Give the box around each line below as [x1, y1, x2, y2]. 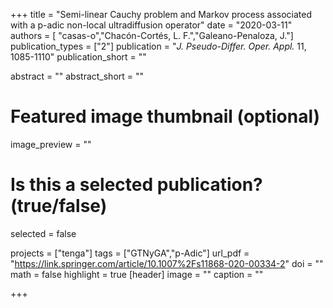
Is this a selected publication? [10, 174, 263, 196]
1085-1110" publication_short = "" [10, 51, 147, 63]
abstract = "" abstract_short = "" [10, 70, 145, 82]
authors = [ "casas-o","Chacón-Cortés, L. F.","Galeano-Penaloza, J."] [10, 30, 294, 41]
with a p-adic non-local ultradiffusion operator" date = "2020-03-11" [10, 19, 293, 31]
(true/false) [10, 195, 108, 218]
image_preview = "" [10, 138, 92, 150]
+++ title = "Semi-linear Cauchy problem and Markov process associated [10, 9, 313, 20]
